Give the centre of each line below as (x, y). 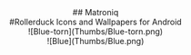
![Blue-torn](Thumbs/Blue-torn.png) (95, 32)
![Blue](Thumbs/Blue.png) (95, 41)
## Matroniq (95, 12)
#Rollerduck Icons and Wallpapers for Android (95, 22)
